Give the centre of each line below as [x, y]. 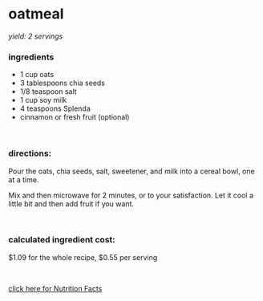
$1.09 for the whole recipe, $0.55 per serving [83, 257]
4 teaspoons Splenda [55, 108]
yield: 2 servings [36, 36]
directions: [30, 153]
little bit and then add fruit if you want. [71, 203]
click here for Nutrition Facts [55, 288]
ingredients [31, 57]
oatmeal [36, 14]
